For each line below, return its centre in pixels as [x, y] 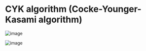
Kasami [21, 20]
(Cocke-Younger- [105, 9]
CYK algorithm [36, 9]
